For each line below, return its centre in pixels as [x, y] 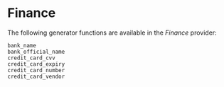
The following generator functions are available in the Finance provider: [112, 33]
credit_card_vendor [36, 76]
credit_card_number [36, 70]
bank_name [22, 45]
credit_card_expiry [36, 64]
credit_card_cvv [31, 58]
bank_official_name [36, 52]
